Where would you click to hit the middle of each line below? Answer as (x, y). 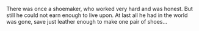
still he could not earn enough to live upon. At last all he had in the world (97, 15)
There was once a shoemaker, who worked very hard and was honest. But (100, 9)
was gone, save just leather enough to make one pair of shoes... (87, 22)
